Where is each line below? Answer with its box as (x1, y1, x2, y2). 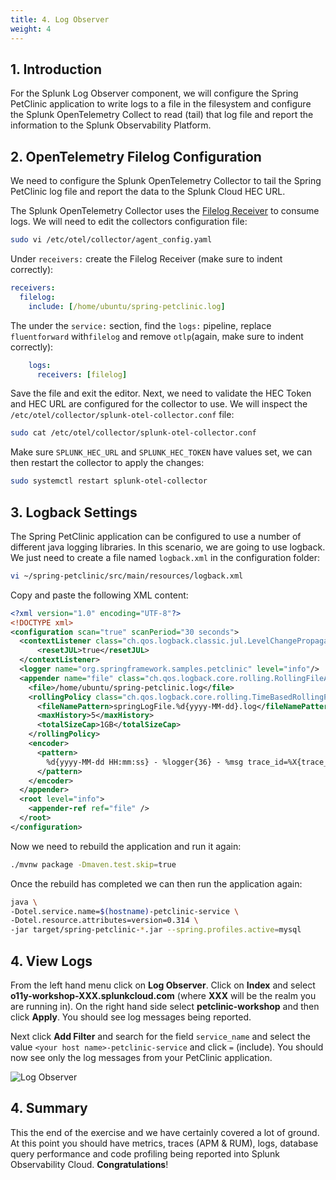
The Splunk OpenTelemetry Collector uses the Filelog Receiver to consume (10, 205, 320, 217)
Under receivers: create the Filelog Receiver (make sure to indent (10, 253, 283, 265)
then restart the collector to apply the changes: (10, 457, 205, 469)
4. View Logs (10, 952, 93, 970)
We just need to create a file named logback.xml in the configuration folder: (10, 551, 320, 563)
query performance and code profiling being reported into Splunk (10, 1147, 280, 1160)
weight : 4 (10, 24, 52, 34)
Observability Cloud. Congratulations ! (10, 1158, 169, 1170)
